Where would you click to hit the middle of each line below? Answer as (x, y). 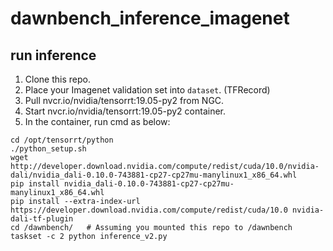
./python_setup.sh (48, 149)
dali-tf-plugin (42, 219)
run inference (53, 55)
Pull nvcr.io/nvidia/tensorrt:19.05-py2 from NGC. (124, 100)
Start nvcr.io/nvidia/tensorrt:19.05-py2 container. (125, 111)
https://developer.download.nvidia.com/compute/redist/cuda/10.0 (149, 210)
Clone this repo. (57, 79)
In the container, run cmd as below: (97, 121)
